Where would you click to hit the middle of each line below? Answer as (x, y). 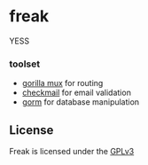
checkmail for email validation (76, 93)
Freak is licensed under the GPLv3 (72, 152)
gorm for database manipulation (81, 102)
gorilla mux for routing (62, 83)
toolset (25, 64)
